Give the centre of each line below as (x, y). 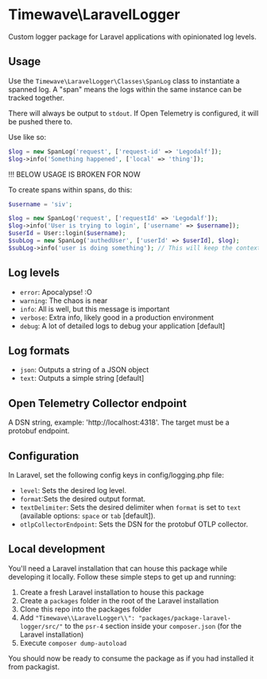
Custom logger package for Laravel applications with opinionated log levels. (132, 37)
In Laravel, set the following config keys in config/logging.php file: (116, 475)
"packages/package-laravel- (185, 618)
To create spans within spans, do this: (70, 189)
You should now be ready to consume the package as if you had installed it (131, 658)
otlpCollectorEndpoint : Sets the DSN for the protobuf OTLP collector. (134, 524)
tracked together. (37, 98)
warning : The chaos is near (64, 301)
